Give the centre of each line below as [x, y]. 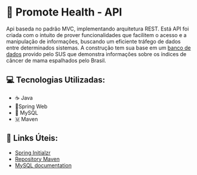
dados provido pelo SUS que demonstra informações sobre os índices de [96, 54]
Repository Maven [37, 159]
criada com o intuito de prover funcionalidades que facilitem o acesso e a [96, 35]
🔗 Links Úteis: [32, 138]
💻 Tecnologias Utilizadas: [56, 80]
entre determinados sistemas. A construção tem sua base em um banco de [98, 48]
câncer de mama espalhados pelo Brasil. [56, 60]
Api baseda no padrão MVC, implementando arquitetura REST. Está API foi [98, 29]
